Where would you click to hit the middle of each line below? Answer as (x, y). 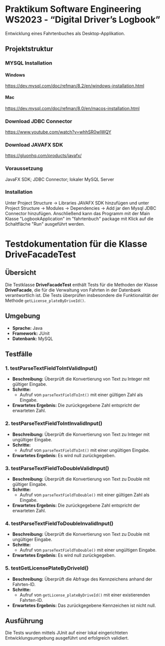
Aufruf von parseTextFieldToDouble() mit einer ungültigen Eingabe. (88, 550)
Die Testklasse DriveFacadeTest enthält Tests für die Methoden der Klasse (82, 285)
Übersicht (21, 273)
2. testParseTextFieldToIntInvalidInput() (54, 423)
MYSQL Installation (29, 63)
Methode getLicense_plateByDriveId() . (45, 300)
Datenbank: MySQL (33, 339)
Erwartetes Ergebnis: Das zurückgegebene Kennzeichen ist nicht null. (84, 605)
